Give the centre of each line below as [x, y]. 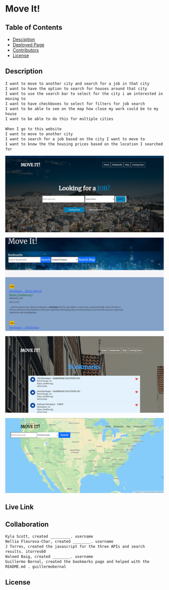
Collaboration [27, 524]
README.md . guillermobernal [36, 567]
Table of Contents [34, 27]
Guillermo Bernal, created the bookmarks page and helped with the [77, 562]
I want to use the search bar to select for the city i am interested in [84, 94]
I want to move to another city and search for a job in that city [77, 84]
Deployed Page [28, 45]
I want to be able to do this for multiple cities [59, 119]
